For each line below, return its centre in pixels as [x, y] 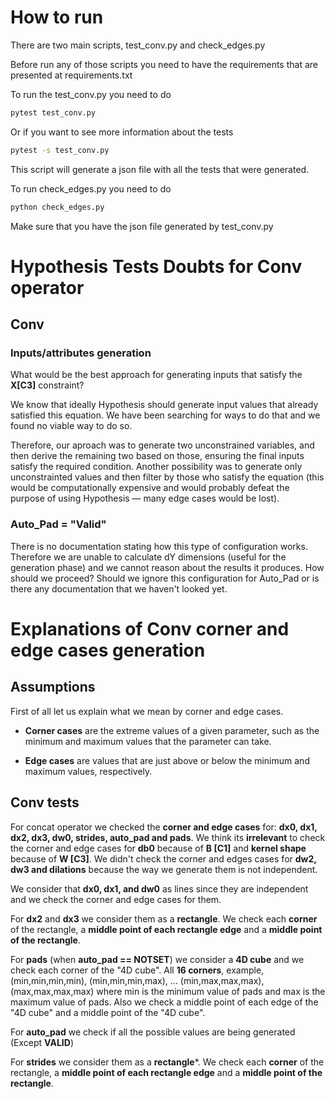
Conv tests [45, 802]
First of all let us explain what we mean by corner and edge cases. [147, 711]
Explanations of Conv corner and [150, 628]
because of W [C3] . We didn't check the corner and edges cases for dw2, [163, 858]
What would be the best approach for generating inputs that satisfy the [156, 375]
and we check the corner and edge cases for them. [116, 899]
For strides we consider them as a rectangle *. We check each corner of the [167, 1062]
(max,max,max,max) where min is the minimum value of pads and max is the [168, 991]
